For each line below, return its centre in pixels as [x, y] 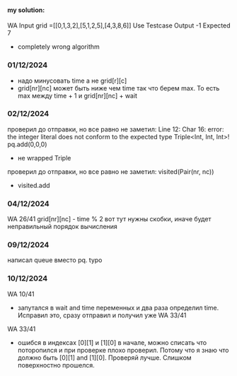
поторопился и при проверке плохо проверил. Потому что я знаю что [123, 350]
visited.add [34, 185]
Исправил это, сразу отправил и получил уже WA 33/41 [102, 315]
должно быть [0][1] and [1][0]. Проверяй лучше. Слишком [105, 358]
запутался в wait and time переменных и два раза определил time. [118, 307]
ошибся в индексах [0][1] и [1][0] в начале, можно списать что [112, 342]
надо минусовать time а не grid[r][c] [72, 81]
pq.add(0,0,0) [27, 144]
